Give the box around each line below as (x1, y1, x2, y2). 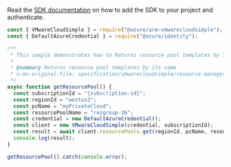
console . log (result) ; (13, 135, 76, 142)
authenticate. (7, 13, 45, 21)
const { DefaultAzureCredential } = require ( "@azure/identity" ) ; (7, 32, 198, 40)
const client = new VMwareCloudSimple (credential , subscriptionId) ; (13, 122, 214, 129)
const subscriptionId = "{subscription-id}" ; (13, 89, 146, 97)
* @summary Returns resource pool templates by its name (10, 65, 177, 71)
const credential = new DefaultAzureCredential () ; (13, 115, 162, 122)
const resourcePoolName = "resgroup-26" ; (13, 109, 134, 116)
